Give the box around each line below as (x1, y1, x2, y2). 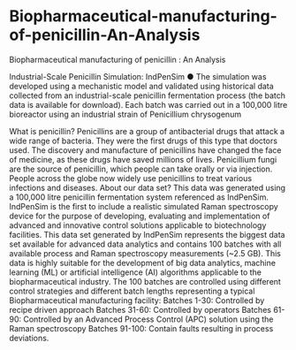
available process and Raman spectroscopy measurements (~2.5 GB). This (9, 247, 281, 258)
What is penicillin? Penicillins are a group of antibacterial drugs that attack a (9, 126, 285, 136)
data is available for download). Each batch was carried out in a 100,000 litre (9, 99, 288, 110)
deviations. (9, 332, 49, 343)
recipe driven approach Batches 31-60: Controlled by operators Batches (9, 304, 272, 315)
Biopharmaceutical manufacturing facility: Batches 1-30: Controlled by (9, 294, 265, 306)
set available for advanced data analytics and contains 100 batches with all (9, 239, 282, 249)
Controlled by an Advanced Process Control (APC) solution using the (23, 314, 274, 324)
